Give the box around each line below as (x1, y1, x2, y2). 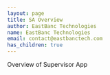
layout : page (7, 10, 45, 17)
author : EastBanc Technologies (7, 22, 97, 29)
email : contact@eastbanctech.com (7, 35, 103, 42)
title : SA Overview (7, 16, 63, 23)
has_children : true (7, 42, 63, 48)
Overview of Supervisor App (7, 61, 88, 68)
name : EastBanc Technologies (7, 29, 91, 36)
